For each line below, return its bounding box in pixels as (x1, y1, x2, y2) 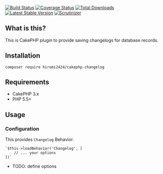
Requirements (5, 78, 49, 86)
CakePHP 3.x (12, 91, 39, 97)
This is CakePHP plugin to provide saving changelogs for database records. (5, 37, 159, 43)
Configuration (5, 125, 39, 132)
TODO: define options (12, 163, 57, 170)
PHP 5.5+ (12, 96, 32, 102)
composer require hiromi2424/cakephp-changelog (5, 65, 105, 70)
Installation (5, 52, 40, 60)
